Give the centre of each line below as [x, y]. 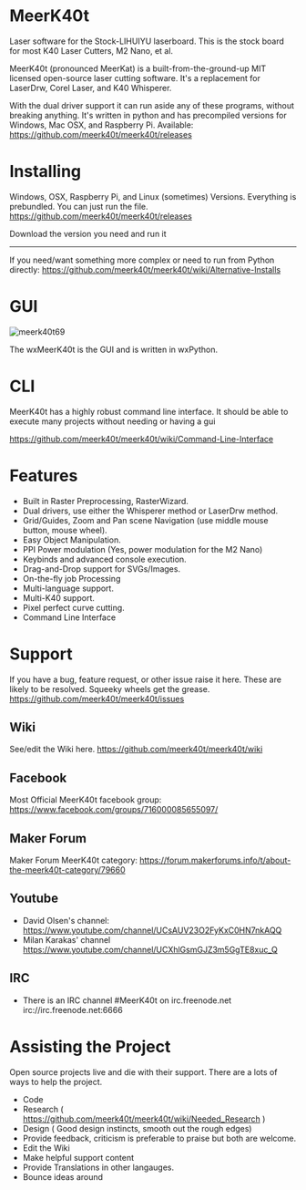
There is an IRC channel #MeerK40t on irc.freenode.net [127, 1000]
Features [44, 476]
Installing [46, 172]
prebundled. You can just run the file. [79, 206]
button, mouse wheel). [65, 530]
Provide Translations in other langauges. [98, 1167]
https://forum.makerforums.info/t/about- [215, 860]
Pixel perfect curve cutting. [73, 607]
